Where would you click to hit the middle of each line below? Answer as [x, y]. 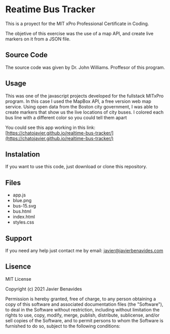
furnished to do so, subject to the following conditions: [63, 326]
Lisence [18, 267]
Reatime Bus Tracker [50, 9]
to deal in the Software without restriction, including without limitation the [82, 309]
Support [19, 238]
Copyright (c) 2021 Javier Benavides [44, 289]
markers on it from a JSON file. [38, 39]
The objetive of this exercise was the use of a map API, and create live [79, 33]
